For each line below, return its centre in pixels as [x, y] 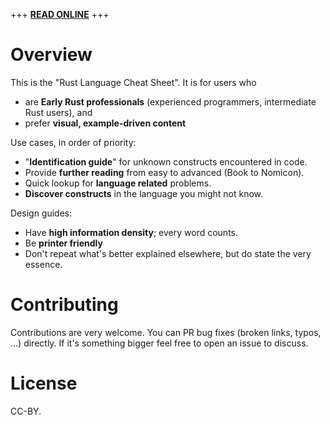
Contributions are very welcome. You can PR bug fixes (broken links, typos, [166, 332]
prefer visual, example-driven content [105, 123]
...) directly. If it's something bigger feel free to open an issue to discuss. [159, 343]
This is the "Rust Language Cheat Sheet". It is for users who [133, 82]
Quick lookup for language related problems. [118, 183]
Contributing [64, 305]
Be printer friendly [63, 243]
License [44, 383]
